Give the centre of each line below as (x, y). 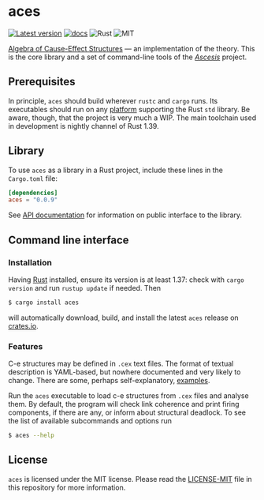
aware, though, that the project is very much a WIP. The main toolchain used (132, 118)
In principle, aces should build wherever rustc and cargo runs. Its (113, 100)
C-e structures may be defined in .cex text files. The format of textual (121, 364)
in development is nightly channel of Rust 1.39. (84, 126)
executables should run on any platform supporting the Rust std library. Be (129, 109)
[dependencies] (33, 193)
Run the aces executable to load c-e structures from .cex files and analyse (129, 396)
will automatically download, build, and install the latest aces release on (123, 318)
